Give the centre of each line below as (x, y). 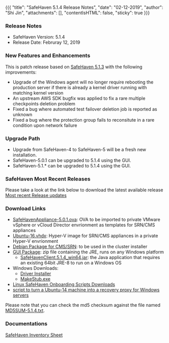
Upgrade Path (23, 138)
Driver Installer (36, 274)
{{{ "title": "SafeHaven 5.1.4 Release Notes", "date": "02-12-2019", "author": (84, 7)
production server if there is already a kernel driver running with (80, 87)
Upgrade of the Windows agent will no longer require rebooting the (83, 82)
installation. (25, 155)
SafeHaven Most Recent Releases (48, 179)
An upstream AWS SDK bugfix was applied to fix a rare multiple (79, 98)
